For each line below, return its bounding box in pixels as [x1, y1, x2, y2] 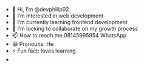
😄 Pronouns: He [12, 40, 53, 48]
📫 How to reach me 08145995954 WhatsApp [12, 32, 127, 39]
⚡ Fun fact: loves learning [12, 47, 76, 54]
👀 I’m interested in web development [12, 12, 104, 19]
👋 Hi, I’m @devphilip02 [12, 6, 69, 13]
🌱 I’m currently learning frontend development [12, 19, 128, 25]
